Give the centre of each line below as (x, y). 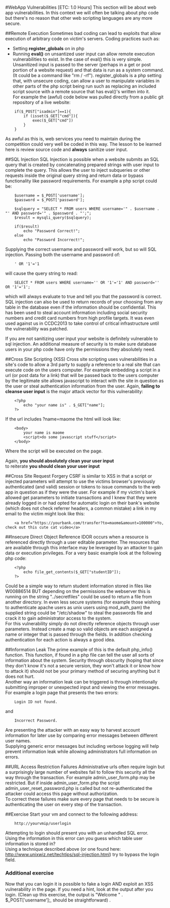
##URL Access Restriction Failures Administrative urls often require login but (85, 767)
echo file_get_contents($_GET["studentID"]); (72, 572)
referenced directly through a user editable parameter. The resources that (82, 542)
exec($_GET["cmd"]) (53, 121)
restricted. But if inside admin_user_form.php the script (62, 783)
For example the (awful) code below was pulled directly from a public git (88, 97)
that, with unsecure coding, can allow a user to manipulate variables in (86, 81)
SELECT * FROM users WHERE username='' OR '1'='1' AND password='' (87, 283)
